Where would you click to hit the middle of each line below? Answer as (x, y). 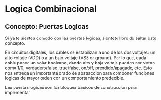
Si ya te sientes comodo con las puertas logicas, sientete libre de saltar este (81, 38)
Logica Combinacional (51, 9)
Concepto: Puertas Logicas (47, 27)
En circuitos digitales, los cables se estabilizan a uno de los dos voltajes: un (80, 52)
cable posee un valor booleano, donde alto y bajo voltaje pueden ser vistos (80, 63)
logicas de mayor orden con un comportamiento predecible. (65, 78)
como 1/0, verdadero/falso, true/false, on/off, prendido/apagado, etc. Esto (79, 68)
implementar (18, 93)
